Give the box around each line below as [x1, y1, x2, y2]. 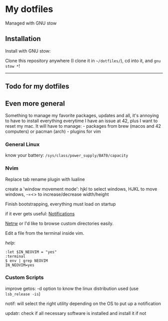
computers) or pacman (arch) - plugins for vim [5, 128, 101, 134]
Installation [5, 35, 41, 43]
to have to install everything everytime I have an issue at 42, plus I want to [5, 118, 158, 124]
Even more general [5, 99, 65, 108]
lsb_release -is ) [5, 290, 41, 296]
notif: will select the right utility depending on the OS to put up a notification [5, 300, 161, 306]
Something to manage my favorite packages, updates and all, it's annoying [5, 112, 159, 118]
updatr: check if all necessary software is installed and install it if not [5, 310, 146, 316]
